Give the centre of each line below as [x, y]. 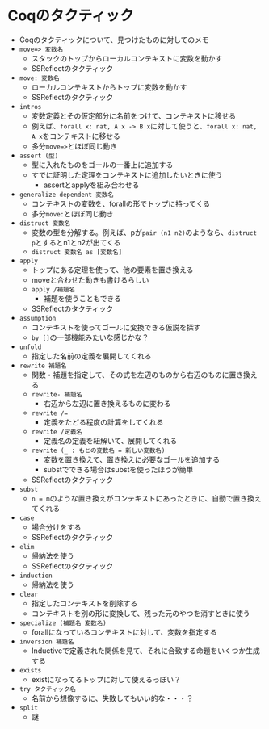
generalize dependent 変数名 [66, 195]
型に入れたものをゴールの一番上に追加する [102, 165]
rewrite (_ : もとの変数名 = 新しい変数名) [98, 450]
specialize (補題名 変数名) [63, 623]
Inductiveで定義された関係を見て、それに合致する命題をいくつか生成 [145, 651]
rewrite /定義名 [57, 432]
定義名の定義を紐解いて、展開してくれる [110, 441]
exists [30, 670]
